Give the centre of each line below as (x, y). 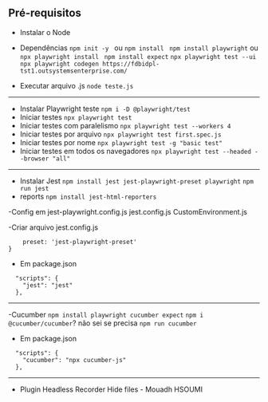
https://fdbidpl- (131, 64)
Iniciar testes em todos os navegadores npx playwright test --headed (135, 151)
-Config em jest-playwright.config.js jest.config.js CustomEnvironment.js (128, 211)
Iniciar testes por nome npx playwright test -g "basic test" (121, 142)
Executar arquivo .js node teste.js (77, 85)
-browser (34, 159)
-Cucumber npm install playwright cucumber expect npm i (106, 314)
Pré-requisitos (45, 13)
